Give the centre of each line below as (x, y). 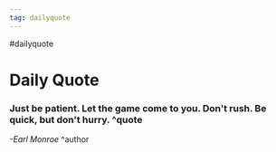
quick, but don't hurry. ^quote (76, 119)
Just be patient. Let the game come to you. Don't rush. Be (138, 108)
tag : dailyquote (40, 18)
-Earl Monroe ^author (49, 139)
